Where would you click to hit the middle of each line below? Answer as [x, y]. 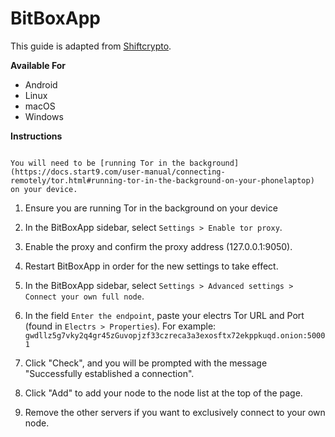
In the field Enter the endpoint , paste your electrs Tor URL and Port [164, 315]
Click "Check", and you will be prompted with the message [146, 363]
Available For [38, 65]
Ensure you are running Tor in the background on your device [151, 208]
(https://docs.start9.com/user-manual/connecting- [118, 172]
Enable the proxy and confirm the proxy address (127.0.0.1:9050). [158, 246]
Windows [44, 116]
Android [41, 84]
